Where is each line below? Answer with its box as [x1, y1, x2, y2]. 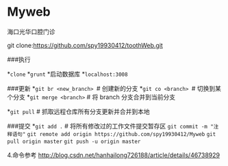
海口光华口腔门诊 [7, 27, 55, 36]
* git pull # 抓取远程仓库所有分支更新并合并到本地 [7, 107, 151, 115]
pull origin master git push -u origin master [7, 138, 141, 145]
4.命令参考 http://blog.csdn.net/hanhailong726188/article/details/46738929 [7, 151, 220, 159]
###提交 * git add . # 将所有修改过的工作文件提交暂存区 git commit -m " [7, 122, 214, 130]
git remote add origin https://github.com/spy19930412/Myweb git [27, 130, 216, 137]
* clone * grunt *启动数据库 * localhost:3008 [7, 70, 128, 78]
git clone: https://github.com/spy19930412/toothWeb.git [7, 41, 163, 49]
